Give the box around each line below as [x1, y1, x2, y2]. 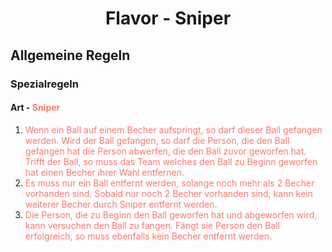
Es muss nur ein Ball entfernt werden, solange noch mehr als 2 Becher [24, 177, 315, 189]
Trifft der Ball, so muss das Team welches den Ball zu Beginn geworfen [24, 155, 318, 167]
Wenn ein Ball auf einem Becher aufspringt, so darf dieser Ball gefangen [24, 123, 323, 136]
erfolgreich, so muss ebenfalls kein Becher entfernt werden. [24, 230, 272, 242]
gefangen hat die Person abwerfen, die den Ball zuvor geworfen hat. [24, 145, 307, 157]
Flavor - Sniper [104, 7, 232, 30]
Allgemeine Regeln [10, 47, 131, 64]
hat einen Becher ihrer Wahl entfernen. [24, 166, 185, 178]
